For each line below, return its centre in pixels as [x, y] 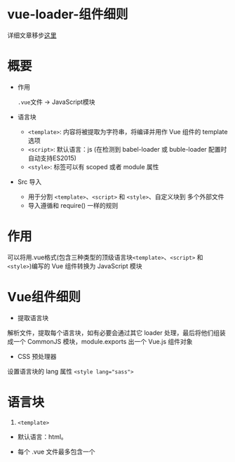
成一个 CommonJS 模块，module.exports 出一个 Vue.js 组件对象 [100, 341]
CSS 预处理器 [37, 356]
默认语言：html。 [42, 437]
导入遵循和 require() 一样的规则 [73, 205]
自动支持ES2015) [52, 158]
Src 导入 [29, 181]
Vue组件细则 [44, 297]
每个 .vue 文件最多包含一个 [56, 451]
